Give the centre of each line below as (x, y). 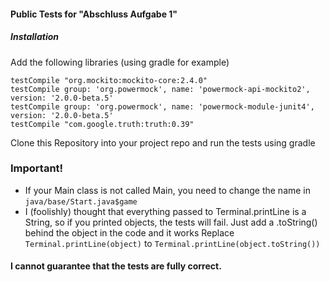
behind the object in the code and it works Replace (129, 232)
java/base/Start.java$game (81, 201)
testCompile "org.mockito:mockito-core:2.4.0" (109, 80)
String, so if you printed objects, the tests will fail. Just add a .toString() (171, 222)
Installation (34, 37)
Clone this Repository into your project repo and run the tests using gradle (163, 142)
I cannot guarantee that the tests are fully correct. (116, 266)
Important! (37, 168)
